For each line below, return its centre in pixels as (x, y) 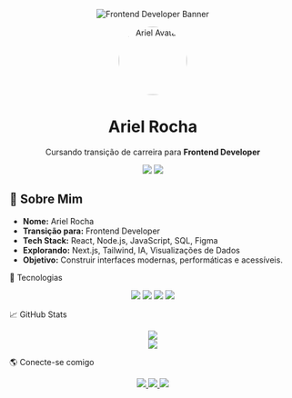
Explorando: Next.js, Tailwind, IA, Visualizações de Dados (131, 250)
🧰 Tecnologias (36, 277)
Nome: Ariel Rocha (58, 221)
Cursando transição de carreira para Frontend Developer (153, 152)
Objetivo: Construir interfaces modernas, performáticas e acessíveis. (153, 260)
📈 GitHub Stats (38, 314)
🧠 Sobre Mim (46, 199)
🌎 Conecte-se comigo (52, 362)
